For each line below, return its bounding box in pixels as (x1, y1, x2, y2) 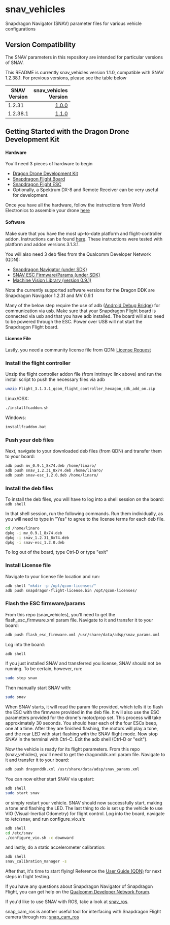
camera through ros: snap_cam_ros (5, 914, 80, 920)
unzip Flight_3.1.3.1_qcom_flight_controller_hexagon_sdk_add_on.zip (5, 386, 156, 392)
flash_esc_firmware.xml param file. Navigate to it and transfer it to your (5, 617, 154, 623)
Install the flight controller (5, 360, 71, 367)
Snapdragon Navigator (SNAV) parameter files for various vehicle (5, 20, 142, 26)
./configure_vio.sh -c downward (5, 835, 74, 840)
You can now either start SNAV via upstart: (5, 776, 95, 782)
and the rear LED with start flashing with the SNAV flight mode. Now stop (5, 731, 158, 737)
